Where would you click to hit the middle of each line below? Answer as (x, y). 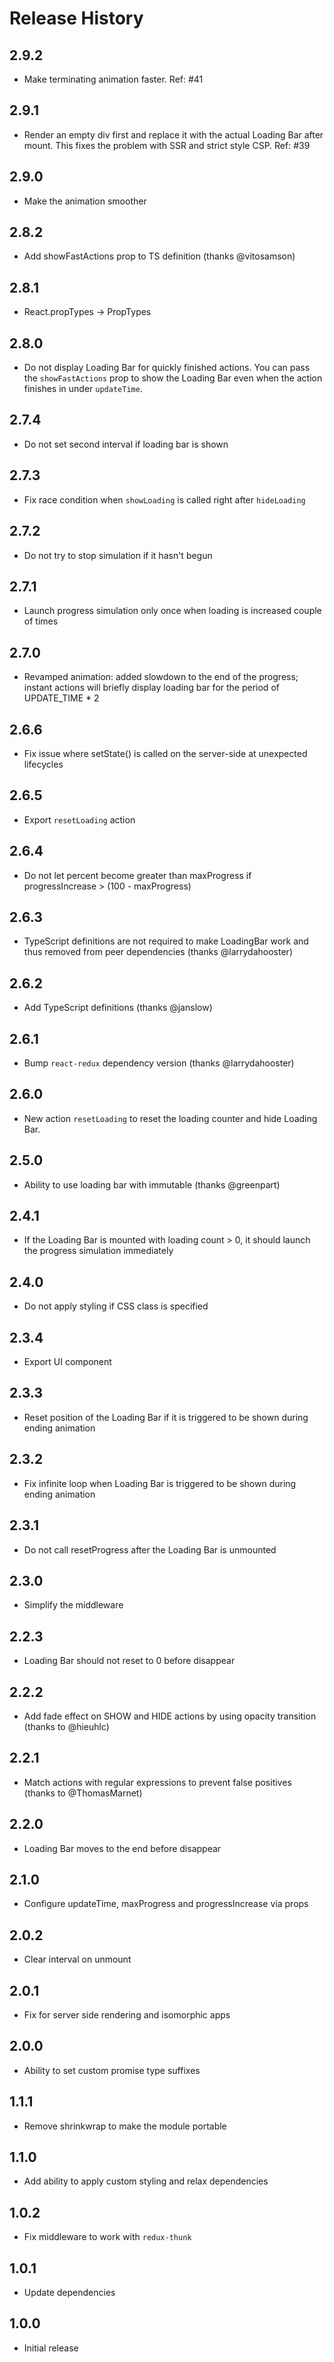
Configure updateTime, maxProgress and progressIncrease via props (166, 1904)
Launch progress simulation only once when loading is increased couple (172, 611)
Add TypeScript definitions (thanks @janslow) (118, 1008)
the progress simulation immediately (98, 1251)
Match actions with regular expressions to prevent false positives (157, 1782)
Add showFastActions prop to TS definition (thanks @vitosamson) (159, 256)
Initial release (51, 2348)
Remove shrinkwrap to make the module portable (125, 2126)
